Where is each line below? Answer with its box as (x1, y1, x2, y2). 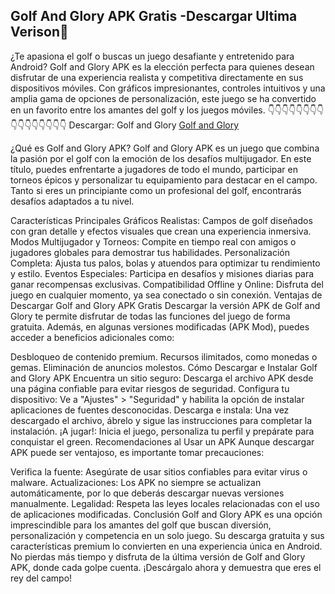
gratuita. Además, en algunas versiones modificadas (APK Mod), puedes (10, 320, 310, 333)
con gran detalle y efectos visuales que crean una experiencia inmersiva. (10, 225, 312, 237)
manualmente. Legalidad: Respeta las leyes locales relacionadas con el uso (10, 497, 320, 509)
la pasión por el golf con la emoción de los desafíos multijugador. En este (10, 152, 312, 164)
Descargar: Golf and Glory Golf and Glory (68, 119, 240, 131)
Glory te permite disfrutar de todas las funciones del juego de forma (10, 310, 291, 322)
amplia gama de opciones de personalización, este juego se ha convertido (10, 92, 317, 104)
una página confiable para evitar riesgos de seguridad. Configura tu (10, 382, 290, 394)
